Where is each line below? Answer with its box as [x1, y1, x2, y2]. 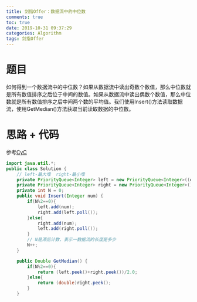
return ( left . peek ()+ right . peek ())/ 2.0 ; [37, 269, 138, 275]
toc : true [6, 19, 30, 25]
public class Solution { [6, 165, 67, 172]
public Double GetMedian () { [16, 258, 88, 264]
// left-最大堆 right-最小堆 [16, 171, 85, 177]
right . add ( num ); [37, 220, 77, 226]
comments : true [6, 14, 43, 20]
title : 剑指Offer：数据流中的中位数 [6, 8, 86, 15]
